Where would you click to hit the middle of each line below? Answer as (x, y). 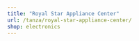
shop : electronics (34, 26)
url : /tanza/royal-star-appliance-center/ (69, 20)
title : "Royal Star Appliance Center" (63, 14)
